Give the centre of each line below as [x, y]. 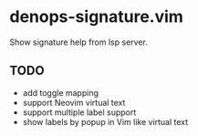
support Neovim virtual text [74, 102]
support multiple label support [79, 112]
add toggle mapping [60, 92]
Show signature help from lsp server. [78, 42]
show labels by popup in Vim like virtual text [105, 121]
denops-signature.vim [97, 17]
